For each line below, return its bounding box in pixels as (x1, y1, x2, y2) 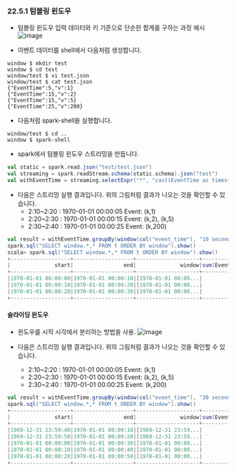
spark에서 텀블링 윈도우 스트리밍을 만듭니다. (17, 150, 139, 158)
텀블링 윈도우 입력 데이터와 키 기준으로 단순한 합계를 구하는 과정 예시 (17, 23, 205, 32)
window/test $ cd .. (7, 130, 68, 138)
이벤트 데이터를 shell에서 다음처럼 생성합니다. (17, 46, 143, 54)
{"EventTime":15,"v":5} (7, 97, 77, 104)
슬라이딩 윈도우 (7, 311, 49, 319)
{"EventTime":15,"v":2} (7, 91, 77, 98)
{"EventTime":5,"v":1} (7, 84, 74, 92)
